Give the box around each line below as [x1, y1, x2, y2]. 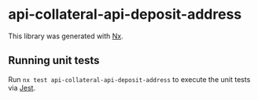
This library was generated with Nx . [8, 31, 123, 41]
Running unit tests [8, 54, 100, 67]
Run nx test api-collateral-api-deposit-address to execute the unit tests [8, 74, 251, 84]
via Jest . [8, 83, 36, 92]
